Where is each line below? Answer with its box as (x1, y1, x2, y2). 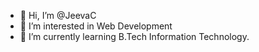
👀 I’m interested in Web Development (19, 20, 173, 32)
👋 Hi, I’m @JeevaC (19, 10, 97, 21)
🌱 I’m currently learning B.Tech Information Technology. (19, 31, 250, 42)
